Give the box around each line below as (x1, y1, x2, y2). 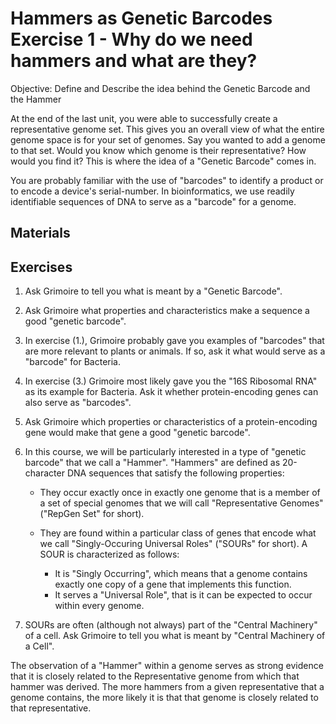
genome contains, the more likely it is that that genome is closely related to (10, 692, 319, 704)
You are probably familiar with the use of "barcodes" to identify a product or (10, 174, 324, 186)
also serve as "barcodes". (24, 397, 132, 409)
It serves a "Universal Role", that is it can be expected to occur (54, 589, 313, 601)
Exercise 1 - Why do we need (10, 28, 253, 51)
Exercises (10, 258, 73, 276)
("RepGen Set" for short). (39, 508, 145, 520)
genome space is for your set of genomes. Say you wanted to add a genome (10, 133, 326, 146)
